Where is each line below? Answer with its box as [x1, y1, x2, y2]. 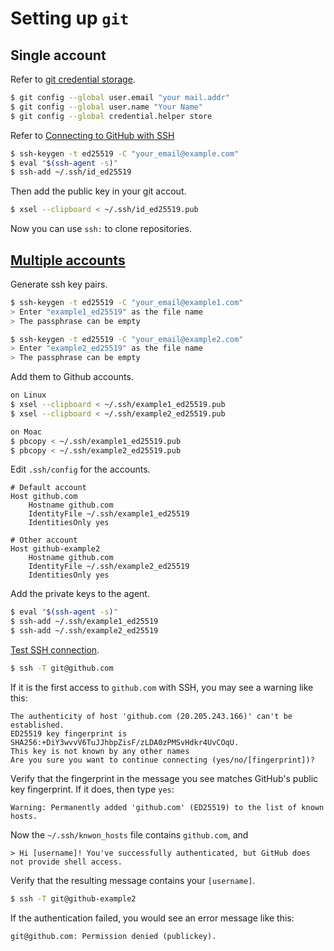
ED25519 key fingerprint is [10, 728, 128, 739]
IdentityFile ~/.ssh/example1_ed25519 [28, 509, 190, 519]
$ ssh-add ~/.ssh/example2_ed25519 [10, 626, 159, 636]
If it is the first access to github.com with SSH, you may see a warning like [10, 681, 314, 693]
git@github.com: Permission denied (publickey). [10, 931, 217, 941]
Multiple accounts [10, 252, 126, 269]
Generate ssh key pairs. [10, 278, 108, 290]
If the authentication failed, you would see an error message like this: [10, 912, 295, 924]
